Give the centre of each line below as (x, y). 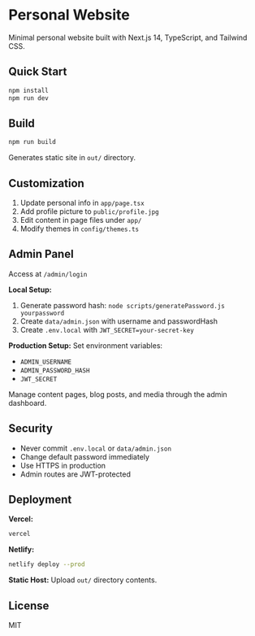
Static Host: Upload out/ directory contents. (83, 580)
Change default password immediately (85, 456)
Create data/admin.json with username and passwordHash (119, 321)
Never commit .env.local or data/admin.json (96, 448)
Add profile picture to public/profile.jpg (90, 211)
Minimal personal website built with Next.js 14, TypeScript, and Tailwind (128, 37)
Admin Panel (41, 254)
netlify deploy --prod (47, 564)
